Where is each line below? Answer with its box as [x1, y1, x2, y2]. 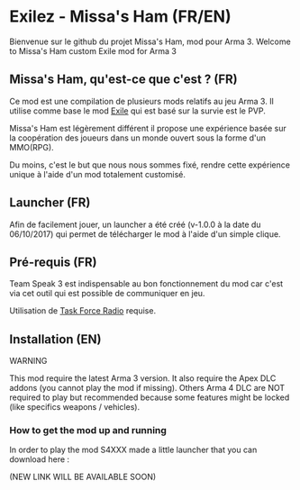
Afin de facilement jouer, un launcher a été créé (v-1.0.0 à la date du [9, 219, 261, 230]
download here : [9, 454, 70, 465]
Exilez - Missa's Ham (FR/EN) [9, 6, 232, 27]
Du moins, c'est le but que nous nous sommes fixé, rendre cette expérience [9, 159, 291, 170]
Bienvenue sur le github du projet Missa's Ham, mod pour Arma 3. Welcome [9, 36, 291, 47]
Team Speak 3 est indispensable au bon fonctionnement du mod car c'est [9, 278, 284, 289]
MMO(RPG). [9, 141, 54, 152]
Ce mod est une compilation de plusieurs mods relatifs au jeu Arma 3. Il [9, 95, 275, 106]
